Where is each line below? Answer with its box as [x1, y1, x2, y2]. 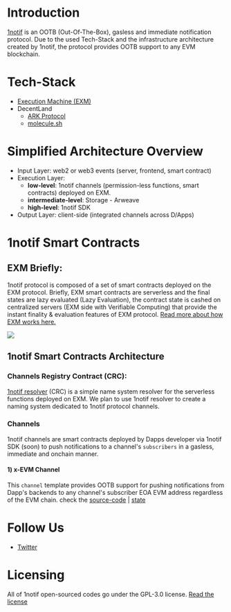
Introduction [7, 5, 80, 21]
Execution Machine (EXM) [17, 97, 91, 105]
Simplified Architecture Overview [7, 143, 204, 159]
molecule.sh [27, 119, 63, 128]
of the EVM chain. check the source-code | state [7, 496, 146, 504]
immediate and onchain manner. [7, 449, 99, 458]
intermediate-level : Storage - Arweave [27, 195, 140, 204]
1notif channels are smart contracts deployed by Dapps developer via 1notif [7, 435, 222, 443]
